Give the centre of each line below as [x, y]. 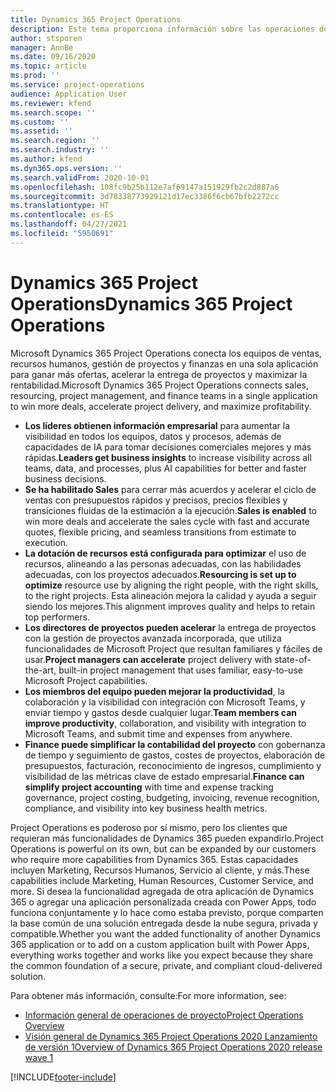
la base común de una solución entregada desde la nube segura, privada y [164, 923]
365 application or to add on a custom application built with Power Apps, [160, 944]
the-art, [40, 670]
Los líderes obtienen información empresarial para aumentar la [157, 425]
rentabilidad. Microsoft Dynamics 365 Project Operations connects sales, [159, 385]
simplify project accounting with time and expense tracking [149, 787]
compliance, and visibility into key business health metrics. [146, 808]
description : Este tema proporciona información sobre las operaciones [162, 29]
